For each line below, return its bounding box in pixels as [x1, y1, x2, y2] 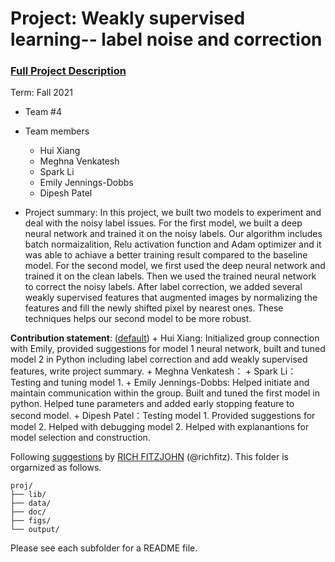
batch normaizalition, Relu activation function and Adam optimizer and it [24, 238, 322, 251]
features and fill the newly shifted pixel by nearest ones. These [24, 302, 284, 314]
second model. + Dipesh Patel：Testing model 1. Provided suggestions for [10, 410, 316, 422]
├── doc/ [10, 507, 47, 517]
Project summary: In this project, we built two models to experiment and [24, 207, 322, 219]
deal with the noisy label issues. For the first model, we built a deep [24, 217, 303, 229]
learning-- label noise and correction [10, 28, 323, 51]
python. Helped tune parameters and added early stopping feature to [10, 398, 295, 410]
